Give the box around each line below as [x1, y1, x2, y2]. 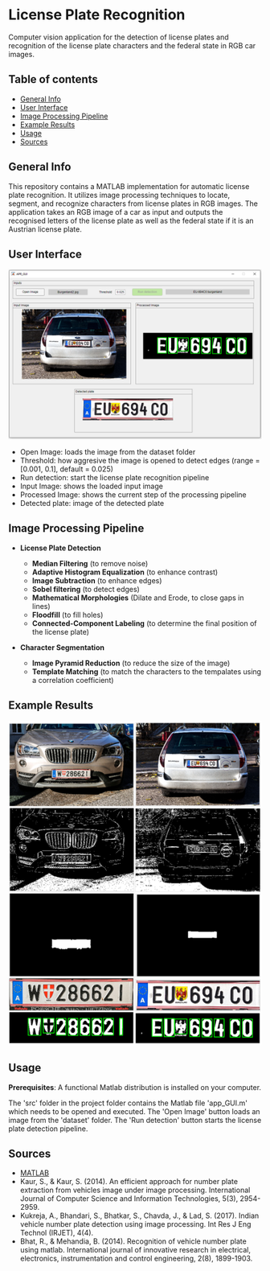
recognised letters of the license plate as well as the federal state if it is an [8, 216, 255, 225]
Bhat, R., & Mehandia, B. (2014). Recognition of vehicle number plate [19, 1236, 247, 1246]
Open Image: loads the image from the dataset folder [19, 447, 196, 457]
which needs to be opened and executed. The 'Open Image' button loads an [8, 1106, 260, 1116]
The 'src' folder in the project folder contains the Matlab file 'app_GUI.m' [8, 1098, 247, 1108]
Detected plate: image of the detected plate [19, 499, 165, 508]
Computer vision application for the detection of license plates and [8, 32, 229, 42]
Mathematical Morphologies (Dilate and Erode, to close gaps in [31, 593, 244, 603]
